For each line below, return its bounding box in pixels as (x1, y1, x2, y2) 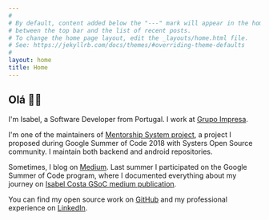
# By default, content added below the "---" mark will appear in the (8, 19, 249, 27)
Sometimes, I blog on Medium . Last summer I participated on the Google (8, 162, 248, 171)
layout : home (8, 57, 52, 65)
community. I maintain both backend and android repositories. (8, 147, 214, 156)
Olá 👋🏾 (8, 93, 42, 107)
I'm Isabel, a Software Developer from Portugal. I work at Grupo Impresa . (8, 114, 248, 124)
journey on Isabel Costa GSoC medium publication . (8, 179, 177, 188)
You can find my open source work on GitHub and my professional (8, 194, 228, 204)
